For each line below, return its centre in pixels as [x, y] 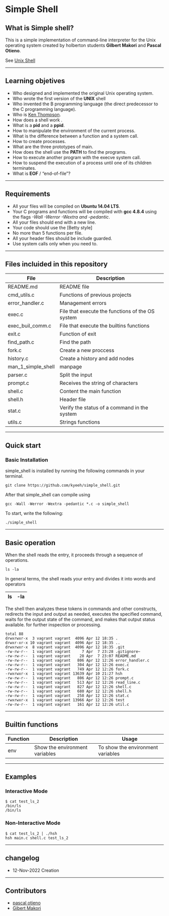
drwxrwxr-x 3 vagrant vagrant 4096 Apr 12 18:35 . [62, 638]
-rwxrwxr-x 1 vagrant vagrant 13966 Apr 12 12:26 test [65, 700]
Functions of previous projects [96, 295]
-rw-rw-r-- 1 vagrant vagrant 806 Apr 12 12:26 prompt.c [70, 678]
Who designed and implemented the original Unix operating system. [83, 93]
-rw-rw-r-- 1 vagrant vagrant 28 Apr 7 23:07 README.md [71, 656]
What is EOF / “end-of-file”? [41, 173]
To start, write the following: [34, 513]
